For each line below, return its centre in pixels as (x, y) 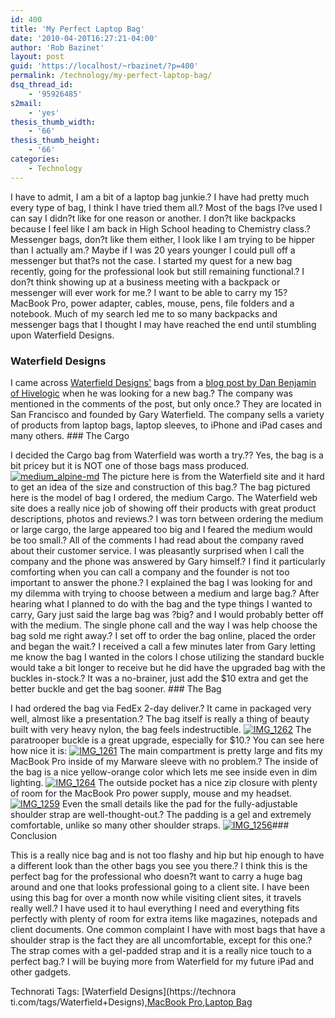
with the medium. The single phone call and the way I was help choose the (164, 625)
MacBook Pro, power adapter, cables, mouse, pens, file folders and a (152, 303)
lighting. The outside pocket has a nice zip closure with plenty (164, 782)
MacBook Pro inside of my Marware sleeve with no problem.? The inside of (164, 761)
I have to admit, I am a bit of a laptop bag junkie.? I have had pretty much (160, 197)
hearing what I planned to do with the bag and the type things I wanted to (161, 603)
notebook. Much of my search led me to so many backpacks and (144, 313)
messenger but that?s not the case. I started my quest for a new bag (151, 260)
